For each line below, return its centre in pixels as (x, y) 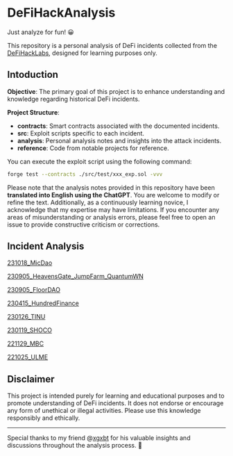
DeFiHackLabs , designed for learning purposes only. (83, 53)
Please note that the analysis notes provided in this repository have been (111, 187)
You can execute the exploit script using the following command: (100, 161)
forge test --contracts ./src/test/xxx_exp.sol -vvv (85, 174)
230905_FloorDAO (34, 290)
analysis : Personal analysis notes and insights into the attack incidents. (119, 140)
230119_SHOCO (29, 330)
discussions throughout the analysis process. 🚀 (75, 446)
